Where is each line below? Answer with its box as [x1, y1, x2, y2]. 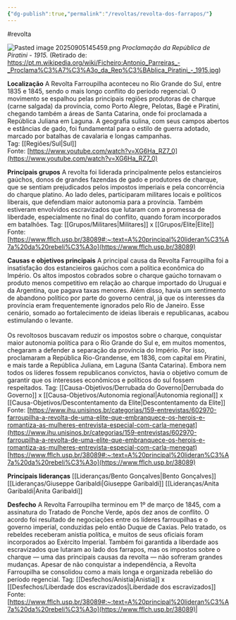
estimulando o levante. [7, 316, 73, 324]
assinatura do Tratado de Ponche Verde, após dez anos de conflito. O [7, 507, 210, 516]
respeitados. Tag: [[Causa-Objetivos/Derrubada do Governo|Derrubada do [7, 383, 224, 391]
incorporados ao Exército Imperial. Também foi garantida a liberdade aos [7, 538, 218, 546]
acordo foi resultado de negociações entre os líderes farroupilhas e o [7, 515, 209, 524]
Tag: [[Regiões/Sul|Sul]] [7, 139, 77, 148]
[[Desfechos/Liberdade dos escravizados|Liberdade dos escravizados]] [7, 582, 216, 591]
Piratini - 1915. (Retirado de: [7, 51, 87, 59]
